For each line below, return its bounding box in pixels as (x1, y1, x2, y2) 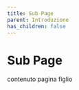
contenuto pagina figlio (7, 75, 73, 83)
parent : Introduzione (7, 16, 69, 23)
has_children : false (7, 23, 67, 30)
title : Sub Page (7, 10, 54, 17)
